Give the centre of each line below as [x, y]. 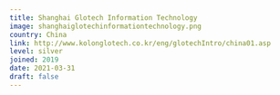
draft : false [34, 77]
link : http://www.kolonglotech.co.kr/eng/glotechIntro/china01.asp [140, 43]
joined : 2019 [34, 60]
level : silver [36, 52]
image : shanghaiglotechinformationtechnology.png [106, 26]
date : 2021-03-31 [42, 69]
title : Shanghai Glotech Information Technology [104, 18]
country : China [38, 34]
